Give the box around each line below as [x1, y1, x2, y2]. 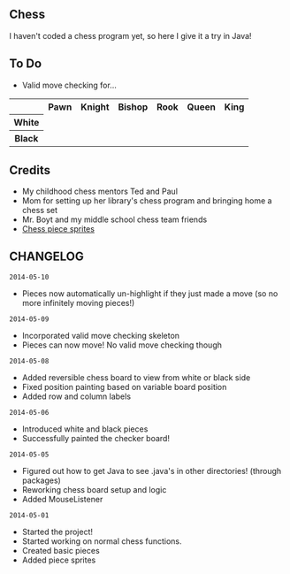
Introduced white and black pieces [21, 424, 149, 434]
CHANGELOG [9, 249, 84, 264]
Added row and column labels [21, 391, 131, 402]
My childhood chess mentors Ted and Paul [21, 186, 179, 196]
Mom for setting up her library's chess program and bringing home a [21, 195, 272, 206]
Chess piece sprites [21, 223, 95, 233]
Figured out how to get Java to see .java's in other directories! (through [21, 465, 282, 476]
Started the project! [21, 526, 94, 537]
